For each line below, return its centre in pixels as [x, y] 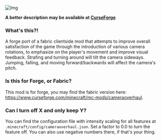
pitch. [11, 68]
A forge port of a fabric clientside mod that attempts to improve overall [78, 41]
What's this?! [22, 30]
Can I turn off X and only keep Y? [46, 110]
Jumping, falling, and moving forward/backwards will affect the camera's [80, 63]
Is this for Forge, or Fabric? [38, 81]
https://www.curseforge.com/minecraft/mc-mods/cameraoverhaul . [74, 97]
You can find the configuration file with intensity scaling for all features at [80, 121]
